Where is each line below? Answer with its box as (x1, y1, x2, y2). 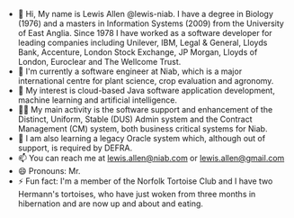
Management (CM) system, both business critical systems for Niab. (17, 123, 268, 134)
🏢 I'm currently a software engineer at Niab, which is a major (17, 66, 243, 77)
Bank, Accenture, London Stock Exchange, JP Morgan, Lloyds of (17, 47, 258, 58)
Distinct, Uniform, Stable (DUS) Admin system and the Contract (17, 114, 253, 124)
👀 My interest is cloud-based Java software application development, (17, 86, 276, 95)
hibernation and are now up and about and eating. (17, 198, 204, 209)
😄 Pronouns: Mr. (17, 166, 81, 176)
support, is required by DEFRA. (17, 142, 133, 153)
